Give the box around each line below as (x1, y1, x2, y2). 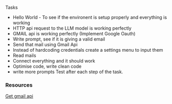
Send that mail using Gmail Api (12, 41, 78, 48)
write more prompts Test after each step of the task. (12, 69, 123, 75)
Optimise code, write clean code (12, 64, 82, 69)
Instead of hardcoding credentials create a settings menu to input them (12, 47, 163, 53)
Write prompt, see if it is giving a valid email (12, 36, 105, 42)
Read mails (12, 52, 36, 58)
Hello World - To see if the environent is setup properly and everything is (12, 14, 167, 20)
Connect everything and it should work (12, 58, 95, 64)
